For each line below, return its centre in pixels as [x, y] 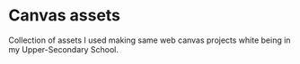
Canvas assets [65, 16]
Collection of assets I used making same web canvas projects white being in [150, 40]
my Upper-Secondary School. [63, 49]
